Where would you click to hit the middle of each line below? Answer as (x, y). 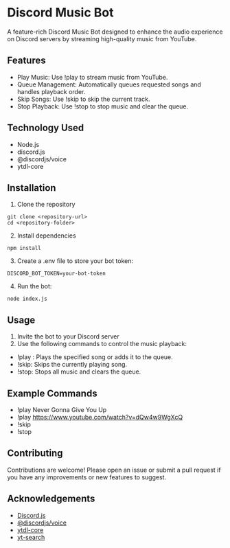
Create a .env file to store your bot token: (75, 261)
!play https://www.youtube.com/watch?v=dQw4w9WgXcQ (100, 417)
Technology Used (46, 128)
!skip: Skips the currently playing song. (72, 365)
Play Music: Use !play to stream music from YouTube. (92, 77)
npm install (24, 249)
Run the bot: (34, 286)
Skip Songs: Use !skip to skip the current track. (83, 99)
